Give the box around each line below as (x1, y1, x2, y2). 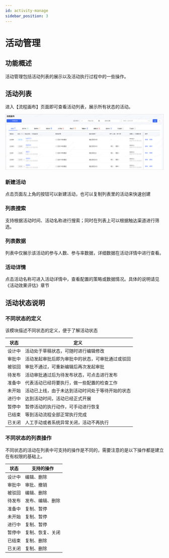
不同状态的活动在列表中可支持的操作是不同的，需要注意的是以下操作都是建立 (5, 447, 164, 453)
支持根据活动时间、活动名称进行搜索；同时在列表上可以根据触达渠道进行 (5, 217, 155, 223)
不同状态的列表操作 (5, 435, 52, 442)
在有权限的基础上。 (5, 453, 45, 459)
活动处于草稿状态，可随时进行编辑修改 (25, 348, 105, 354)
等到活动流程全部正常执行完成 (25, 411, 87, 417)
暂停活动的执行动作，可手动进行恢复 (25, 403, 100, 409)
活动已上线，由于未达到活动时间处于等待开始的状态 (25, 388, 131, 394)
